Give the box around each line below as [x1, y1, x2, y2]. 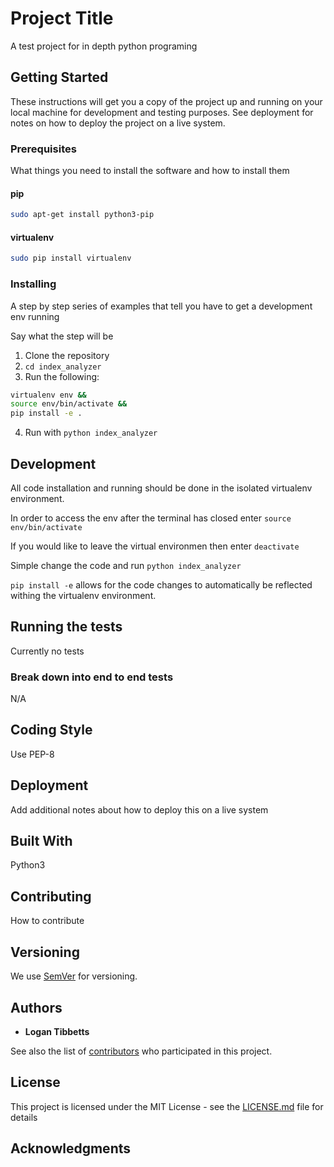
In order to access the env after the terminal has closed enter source [10, 512, 292, 524]
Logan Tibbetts [24, 1025, 90, 1037]
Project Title [10, 7, 114, 30]
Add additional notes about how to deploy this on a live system [10, 803, 269, 816]
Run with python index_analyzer [24, 427, 158, 439]
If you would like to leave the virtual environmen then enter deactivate [10, 540, 300, 552]
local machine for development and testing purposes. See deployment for [10, 106, 314, 118]
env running [10, 310, 60, 322]
